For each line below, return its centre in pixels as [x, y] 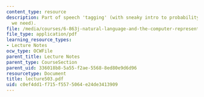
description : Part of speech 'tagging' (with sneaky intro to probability [103, 17]
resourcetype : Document [36, 74]
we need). [24, 23]
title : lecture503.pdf [35, 79]
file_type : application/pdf [42, 34]
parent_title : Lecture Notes [43, 57]
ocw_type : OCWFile [29, 51]
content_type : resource [36, 12]
